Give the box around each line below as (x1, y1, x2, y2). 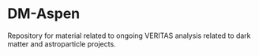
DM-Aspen (7, 5, 81, 23)
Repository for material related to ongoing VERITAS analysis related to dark (7, 31, 251, 40)
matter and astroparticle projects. (7, 39, 116, 48)
